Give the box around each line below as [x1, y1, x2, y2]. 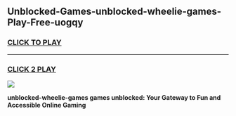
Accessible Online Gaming [7, 101, 86, 109]
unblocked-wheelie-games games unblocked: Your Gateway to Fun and [7, 93, 221, 101]
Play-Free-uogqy [7, 17, 84, 29]
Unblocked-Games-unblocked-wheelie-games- [7, 6, 222, 18]
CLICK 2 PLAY [7, 64, 56, 74]
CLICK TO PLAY [7, 38, 62, 48]
